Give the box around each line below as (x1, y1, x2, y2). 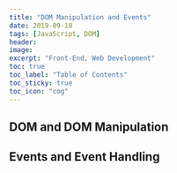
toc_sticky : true (9, 79, 73, 87)
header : (9, 37, 38, 47)
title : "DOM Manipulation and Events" (9, 12, 151, 22)
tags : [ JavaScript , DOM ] (9, 29, 100, 38)
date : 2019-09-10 (9, 21, 73, 30)
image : (9, 46, 33, 55)
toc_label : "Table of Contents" (9, 71, 128, 79)
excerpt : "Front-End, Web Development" (9, 54, 156, 63)
